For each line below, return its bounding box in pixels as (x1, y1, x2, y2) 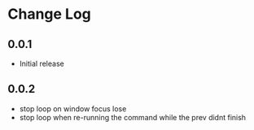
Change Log (7, 5, 91, 24)
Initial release (19, 58, 64, 68)
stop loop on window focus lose (19, 103, 127, 114)
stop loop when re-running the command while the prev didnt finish (19, 112, 246, 122)
